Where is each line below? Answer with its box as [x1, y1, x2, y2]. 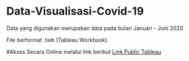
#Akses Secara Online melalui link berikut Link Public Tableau [6, 48, 161, 56]
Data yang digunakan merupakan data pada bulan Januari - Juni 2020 [6, 24, 183, 32]
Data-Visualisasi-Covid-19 [6, 4, 144, 18]
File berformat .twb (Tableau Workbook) [6, 36, 108, 43]
